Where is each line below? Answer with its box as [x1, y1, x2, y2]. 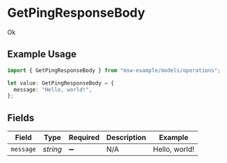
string [43, 145, 62, 155]
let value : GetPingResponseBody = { [7, 79, 114, 87]
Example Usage [7, 48, 77, 60]
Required [69, 133, 100, 143]
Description [106, 133, 146, 143]
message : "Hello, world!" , [13, 86, 92, 93]
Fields [7, 112, 35, 124]
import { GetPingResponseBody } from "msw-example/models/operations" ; [7, 66, 221, 74]
